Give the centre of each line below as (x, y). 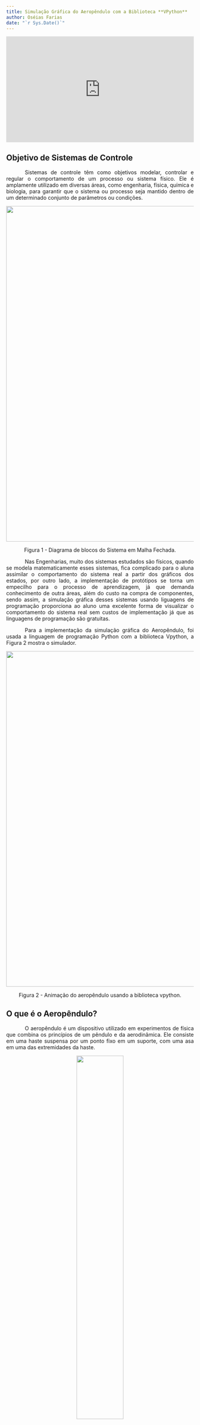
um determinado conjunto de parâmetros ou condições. (74, 197)
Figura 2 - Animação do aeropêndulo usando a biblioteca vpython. (100, 995)
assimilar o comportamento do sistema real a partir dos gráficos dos (100, 574)
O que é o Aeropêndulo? (52, 1014)
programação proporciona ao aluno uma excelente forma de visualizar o (100, 605)
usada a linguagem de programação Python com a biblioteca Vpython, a (100, 636)
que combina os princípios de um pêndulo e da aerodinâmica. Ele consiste (100, 1034)
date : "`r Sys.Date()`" (36, 23)
